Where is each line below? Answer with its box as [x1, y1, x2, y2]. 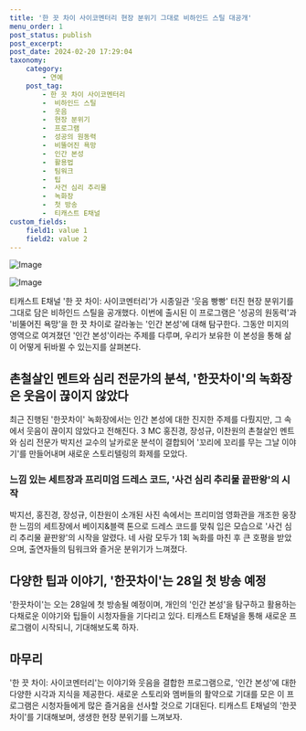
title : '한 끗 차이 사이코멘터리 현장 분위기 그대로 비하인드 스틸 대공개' [9, 13, 253, 23]
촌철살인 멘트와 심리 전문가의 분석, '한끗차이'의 [9, 371, 257, 387]
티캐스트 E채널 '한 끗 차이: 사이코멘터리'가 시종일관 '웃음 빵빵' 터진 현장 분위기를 [9, 296, 294, 307]
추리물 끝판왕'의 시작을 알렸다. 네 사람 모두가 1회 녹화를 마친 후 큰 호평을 [18, 532, 276, 544]
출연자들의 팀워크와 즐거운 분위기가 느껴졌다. [28, 544, 188, 555]
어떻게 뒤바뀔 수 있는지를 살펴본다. [18, 342, 142, 353]
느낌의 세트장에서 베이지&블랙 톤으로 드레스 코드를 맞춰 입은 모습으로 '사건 [18, 521, 283, 532]
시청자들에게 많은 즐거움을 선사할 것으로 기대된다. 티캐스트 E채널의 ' [40, 700, 283, 711]
